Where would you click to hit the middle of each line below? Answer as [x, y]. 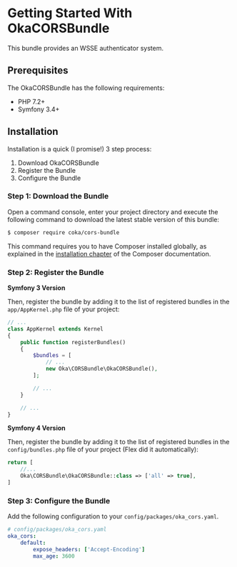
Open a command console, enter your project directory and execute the [113, 211]
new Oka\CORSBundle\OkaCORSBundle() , [102, 369]
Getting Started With [70, 13]
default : [33, 543]
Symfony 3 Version [36, 288]
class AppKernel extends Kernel [55, 329]
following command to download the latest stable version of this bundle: [114, 219]
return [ [20, 463]
